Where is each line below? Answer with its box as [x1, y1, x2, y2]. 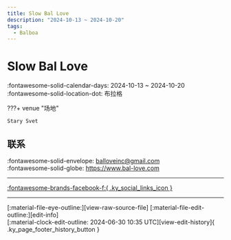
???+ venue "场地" [7, 104, 60, 112]
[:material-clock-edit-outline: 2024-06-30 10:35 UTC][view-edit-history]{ [7, 218, 215, 226]
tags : [7, 23, 23, 29]
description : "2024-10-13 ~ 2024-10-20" [7, 16, 125, 23]
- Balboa [13, 29, 38, 36]
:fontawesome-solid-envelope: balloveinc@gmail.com [7, 157, 160, 165]
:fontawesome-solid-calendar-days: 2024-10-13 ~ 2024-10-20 [7, 82, 186, 90]
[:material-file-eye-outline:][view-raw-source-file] [7, 204, 149, 211]
